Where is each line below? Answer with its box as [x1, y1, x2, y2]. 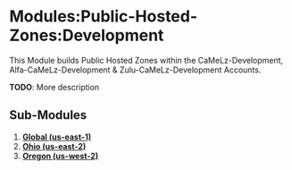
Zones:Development [9, 25, 164, 46]
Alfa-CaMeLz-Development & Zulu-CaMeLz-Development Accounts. [9, 64, 262, 75]
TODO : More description [9, 81, 100, 92]
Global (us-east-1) [21, 132, 92, 142]
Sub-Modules [9, 107, 88, 123]
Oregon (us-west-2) [21, 150, 99, 161]
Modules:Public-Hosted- [9, 6, 198, 27]
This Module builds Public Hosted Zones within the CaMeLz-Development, [9, 55, 284, 65]
